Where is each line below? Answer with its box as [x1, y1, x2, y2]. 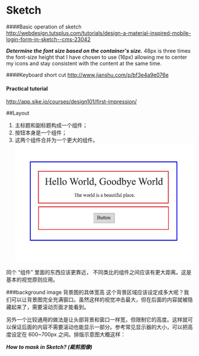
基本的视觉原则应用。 [6, 276, 58, 283]
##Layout [6, 110, 30, 117]
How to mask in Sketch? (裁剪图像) [6, 344, 93, 351]
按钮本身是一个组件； [14, 129, 67, 136]
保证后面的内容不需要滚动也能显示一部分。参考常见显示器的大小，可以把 [11, 323, 188, 331]
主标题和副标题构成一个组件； [14, 122, 88, 129]
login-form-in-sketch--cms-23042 [6, 36, 91, 43]
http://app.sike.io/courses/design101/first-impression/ [6, 98, 137, 105]
